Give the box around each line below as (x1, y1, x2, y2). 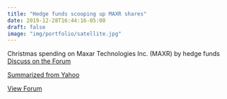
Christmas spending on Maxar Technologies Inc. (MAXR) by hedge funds (7, 49, 221, 58)
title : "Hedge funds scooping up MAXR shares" (7, 10, 147, 18)
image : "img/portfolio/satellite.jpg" (7, 30, 122, 37)
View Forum (7, 84, 42, 93)
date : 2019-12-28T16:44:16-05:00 (7, 17, 106, 24)
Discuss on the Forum (7, 57, 71, 66)
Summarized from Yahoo (7, 71, 80, 79)
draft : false (7, 23, 46, 30)
